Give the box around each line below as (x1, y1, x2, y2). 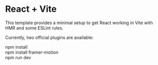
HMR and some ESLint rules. (5, 25, 64, 31)
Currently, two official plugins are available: (5, 34, 94, 40)
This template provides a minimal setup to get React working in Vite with (5, 20, 153, 26)
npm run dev (5, 54, 31, 60)
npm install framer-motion (5, 49, 59, 55)
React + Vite (5, 3, 57, 15)
